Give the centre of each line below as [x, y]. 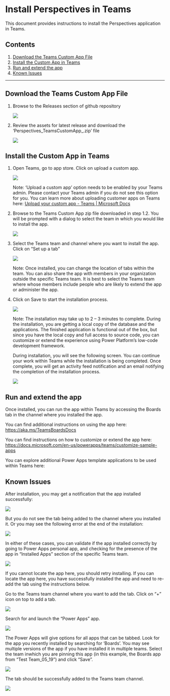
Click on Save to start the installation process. [60, 299]
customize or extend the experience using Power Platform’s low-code [85, 340]
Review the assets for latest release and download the [69, 125]
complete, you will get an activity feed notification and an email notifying [88, 366]
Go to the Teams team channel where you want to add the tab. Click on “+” [83, 594]
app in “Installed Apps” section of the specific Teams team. [67, 554]
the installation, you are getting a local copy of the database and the [83, 324]
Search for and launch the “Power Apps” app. [53, 618]
